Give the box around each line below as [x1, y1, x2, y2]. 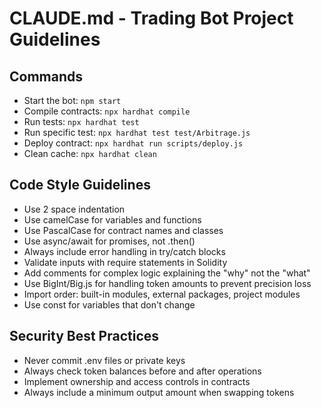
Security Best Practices [9, 328, 160, 345]
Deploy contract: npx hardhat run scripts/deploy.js [23, 137, 244, 149]
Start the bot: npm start [23, 95, 122, 106]
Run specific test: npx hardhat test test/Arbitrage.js [23, 127, 251, 138]
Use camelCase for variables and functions [23, 213, 202, 226]
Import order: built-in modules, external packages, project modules [23, 288, 301, 300]
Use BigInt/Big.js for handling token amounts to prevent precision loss [23, 277, 312, 289]
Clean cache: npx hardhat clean [23, 148, 157, 159]
